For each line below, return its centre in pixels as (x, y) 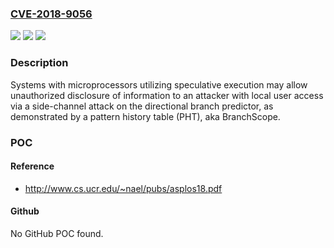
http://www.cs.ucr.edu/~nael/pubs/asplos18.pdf (123, 188)
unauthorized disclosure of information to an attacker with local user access (167, 95)
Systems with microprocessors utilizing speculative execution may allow (159, 84)
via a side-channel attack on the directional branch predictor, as (142, 106)
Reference (32, 166)
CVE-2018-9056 (51, 14)
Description (39, 63)
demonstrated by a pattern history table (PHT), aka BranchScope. (145, 116)
